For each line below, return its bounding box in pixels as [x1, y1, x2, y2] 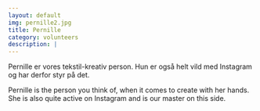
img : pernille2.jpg [8, 19, 72, 27]
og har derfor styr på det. [8, 70, 90, 80]
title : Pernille [8, 26, 61, 34]
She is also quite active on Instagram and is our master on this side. [8, 94, 226, 103]
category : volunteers [8, 33, 79, 41]
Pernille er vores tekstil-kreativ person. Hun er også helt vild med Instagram [8, 62, 253, 71]
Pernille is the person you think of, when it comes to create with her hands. [8, 85, 250, 95]
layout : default [8, 11, 61, 20]
